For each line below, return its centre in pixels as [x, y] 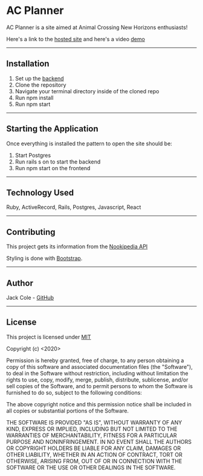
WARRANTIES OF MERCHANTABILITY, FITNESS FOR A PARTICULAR [92, 435]
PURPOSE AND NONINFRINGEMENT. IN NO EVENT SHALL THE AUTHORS [99, 441]
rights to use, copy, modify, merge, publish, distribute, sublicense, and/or [97, 380]
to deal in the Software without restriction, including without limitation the [97, 373]
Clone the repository [40, 85]
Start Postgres [33, 155]
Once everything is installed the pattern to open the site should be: [89, 144]
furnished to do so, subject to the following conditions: [74, 392]
